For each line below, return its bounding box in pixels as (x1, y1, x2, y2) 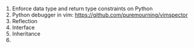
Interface (11, 24, 35, 31)
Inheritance (11, 30, 41, 37)
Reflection (11, 18, 38, 24)
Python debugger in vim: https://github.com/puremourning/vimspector (11, 11, 189, 18)
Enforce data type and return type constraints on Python (11, 5, 153, 12)
